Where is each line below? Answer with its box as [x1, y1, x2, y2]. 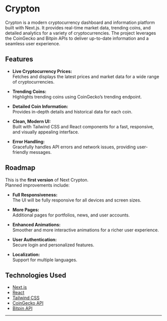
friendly [12, 149, 29, 155]
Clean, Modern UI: [12, 118, 51, 124]
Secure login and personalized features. [12, 242, 94, 248]
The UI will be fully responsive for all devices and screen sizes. [12, 197, 142, 203]
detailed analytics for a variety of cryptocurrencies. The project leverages [5, 30, 157, 36]
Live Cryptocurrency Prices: [12, 68, 73, 74]
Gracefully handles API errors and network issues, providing [12, 144, 136, 150]
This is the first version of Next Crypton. [5, 177, 88, 183]
